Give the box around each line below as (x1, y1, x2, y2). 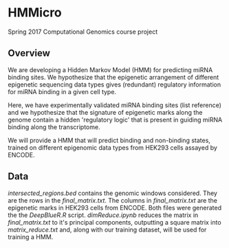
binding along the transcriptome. (8, 122, 100, 131)
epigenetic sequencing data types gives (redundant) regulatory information (8, 80, 221, 89)
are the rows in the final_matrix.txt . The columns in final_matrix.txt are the (8, 196, 217, 204)
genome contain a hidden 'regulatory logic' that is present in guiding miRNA (8, 115, 223, 124)
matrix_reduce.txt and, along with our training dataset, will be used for (8, 225, 207, 234)
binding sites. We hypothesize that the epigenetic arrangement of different (8, 73, 219, 81)
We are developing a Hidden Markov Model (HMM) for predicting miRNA (8, 65, 213, 74)
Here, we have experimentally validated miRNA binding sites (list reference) (8, 101, 222, 109)
